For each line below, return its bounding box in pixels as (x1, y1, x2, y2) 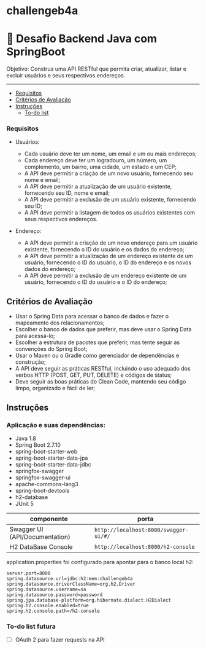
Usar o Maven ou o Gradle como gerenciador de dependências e (15, 352, 180, 360)
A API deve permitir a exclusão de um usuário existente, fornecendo (24, 196, 197, 203)
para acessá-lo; (15, 332, 55, 340)
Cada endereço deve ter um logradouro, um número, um (24, 157, 167, 164)
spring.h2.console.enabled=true (6, 602, 89, 608)
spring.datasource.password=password (6, 591, 103, 598)
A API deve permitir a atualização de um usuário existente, (24, 183, 172, 191)
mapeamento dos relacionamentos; (15, 319, 105, 326)
